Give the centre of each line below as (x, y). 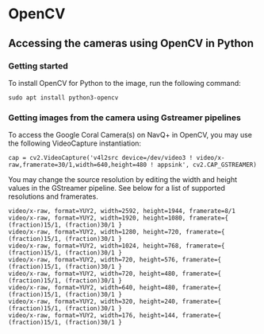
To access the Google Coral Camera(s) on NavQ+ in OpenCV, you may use (130, 135)
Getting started (38, 66)
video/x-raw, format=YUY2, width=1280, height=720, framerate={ (117, 232)
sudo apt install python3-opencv (63, 97)
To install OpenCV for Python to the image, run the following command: (125, 83)
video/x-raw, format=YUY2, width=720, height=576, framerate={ (115, 260)
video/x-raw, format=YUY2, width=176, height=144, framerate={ (115, 316)
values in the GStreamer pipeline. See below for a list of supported (117, 188)
